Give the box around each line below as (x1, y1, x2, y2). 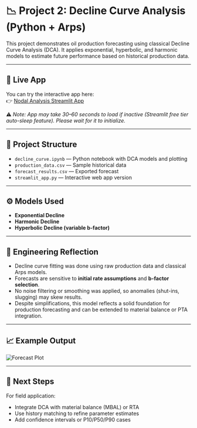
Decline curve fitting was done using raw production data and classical (14, 262, 186, 269)
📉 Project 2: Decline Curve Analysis (6, 4, 186, 18)
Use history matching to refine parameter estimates (14, 410, 140, 417)
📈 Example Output (6, 335, 76, 346)
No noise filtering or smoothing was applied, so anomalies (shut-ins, (14, 288, 180, 295)
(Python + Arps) (6, 21, 86, 34)
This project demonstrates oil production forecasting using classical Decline (6, 40, 189, 47)
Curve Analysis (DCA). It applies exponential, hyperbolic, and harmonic (6, 46, 178, 53)
